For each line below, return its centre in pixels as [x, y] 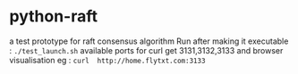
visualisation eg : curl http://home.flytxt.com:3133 [107, 60]
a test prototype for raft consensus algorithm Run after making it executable [149, 41]
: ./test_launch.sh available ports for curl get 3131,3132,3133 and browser [146, 50]
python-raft [54, 16]
